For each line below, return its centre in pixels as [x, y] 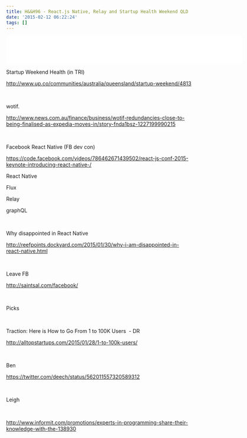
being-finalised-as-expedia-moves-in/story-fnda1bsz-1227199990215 [91, 124]
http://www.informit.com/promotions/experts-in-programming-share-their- [97, 423]
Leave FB [17, 274]
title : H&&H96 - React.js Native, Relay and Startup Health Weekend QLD [97, 12]
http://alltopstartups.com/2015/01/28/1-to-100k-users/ [72, 342]
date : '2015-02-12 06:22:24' [42, 17]
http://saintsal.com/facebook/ [42, 285]
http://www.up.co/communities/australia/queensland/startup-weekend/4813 [99, 84]
